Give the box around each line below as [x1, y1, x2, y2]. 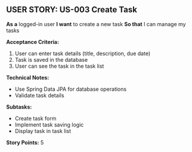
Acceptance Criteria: [6, 38, 60, 45]
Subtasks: [6, 103, 32, 110]
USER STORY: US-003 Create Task [6, 5, 137, 15]
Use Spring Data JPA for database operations [14, 85, 127, 93]
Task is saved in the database [14, 56, 88, 63]
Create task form [14, 115, 57, 122]
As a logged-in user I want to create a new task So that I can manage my [6, 20, 186, 27]
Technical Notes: [6, 74, 49, 81]
